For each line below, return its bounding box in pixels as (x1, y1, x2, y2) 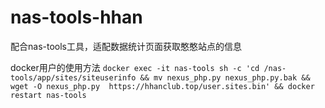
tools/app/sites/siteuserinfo (10, 72, 137, 83)
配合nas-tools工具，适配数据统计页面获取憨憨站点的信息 (10, 40, 242, 52)
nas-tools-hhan (10, 6, 143, 29)
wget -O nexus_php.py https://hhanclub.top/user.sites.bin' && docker (10, 81, 315, 91)
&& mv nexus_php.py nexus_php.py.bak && (139, 72, 311, 83)
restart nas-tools (10, 90, 87, 100)
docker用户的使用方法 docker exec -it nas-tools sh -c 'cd (10, 61, 260, 73)
